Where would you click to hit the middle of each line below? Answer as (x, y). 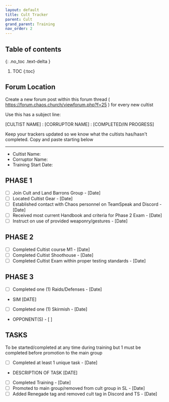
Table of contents (33, 49)
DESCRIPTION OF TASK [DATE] (45, 373)
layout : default (22, 10)
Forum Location (30, 87)
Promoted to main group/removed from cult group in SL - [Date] (78, 388)
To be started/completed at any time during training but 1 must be (73, 347)
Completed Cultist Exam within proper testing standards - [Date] (79, 260)
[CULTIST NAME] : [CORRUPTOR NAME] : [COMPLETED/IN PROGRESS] (80, 124)
